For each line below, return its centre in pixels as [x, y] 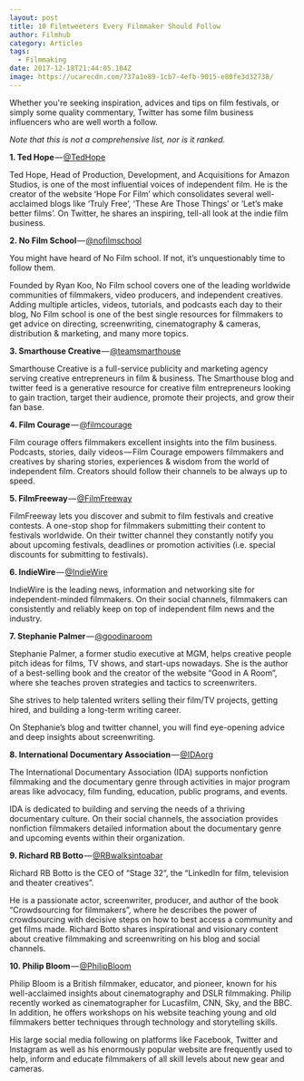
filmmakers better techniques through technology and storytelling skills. [144, 1022]
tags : [20, 52]
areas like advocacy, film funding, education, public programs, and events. [149, 791]
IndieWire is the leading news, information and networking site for [132, 589]
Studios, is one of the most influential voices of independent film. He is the [148, 184]
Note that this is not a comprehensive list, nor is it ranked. [118, 139]
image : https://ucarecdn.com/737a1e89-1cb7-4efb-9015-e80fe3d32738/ [142, 77]
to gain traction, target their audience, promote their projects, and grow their [152, 397]
